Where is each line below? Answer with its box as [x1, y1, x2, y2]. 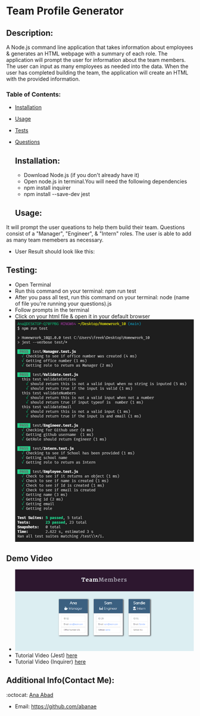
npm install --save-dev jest [23, 191, 90, 198]
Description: [6, 28, 54, 38]
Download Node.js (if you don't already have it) [23, 172, 140, 179]
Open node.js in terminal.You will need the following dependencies [23, 178, 187, 185]
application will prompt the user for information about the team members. [6, 57, 186, 63]
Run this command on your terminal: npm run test [14, 287, 137, 295]
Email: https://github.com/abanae [14, 702, 97, 710]
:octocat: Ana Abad [6, 691, 54, 698]
